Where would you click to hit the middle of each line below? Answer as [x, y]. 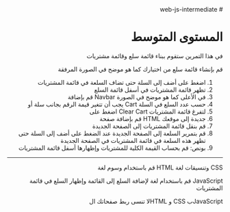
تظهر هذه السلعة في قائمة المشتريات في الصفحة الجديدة [133, 140]
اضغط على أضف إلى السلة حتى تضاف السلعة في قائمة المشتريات [122, 82]
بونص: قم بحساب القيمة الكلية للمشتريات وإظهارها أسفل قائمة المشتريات [112, 148]
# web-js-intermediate [191, 9]
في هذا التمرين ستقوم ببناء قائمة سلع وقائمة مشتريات [155, 55]
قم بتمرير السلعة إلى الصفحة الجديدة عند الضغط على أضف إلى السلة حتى [112, 133]
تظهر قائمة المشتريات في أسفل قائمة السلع [150, 90]
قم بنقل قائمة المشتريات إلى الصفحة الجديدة [149, 126]
